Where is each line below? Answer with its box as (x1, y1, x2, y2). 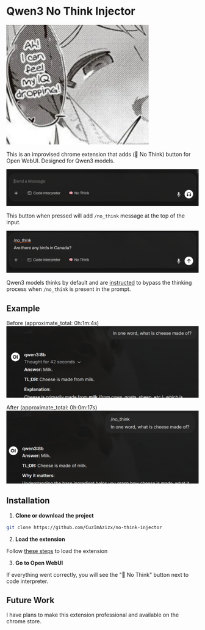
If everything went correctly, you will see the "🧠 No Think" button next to (6, 571, 189, 578)
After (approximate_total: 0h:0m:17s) (6, 404, 98, 411)
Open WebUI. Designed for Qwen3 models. (6, 157, 115, 164)
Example (6, 303, 40, 313)
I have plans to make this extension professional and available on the (6, 611, 179, 618)
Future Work (6, 595, 55, 606)
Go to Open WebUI (15, 559, 63, 566)
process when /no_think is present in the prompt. (6, 285, 131, 293)
